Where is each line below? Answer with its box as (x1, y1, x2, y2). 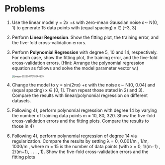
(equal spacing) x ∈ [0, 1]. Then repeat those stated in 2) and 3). (11, 87, 144, 93)
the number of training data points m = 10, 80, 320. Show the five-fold (11, 112, 155, 118)
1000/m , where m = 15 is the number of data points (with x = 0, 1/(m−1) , (11, 143, 161, 149)
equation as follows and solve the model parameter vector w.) (11, 65, 139, 71)
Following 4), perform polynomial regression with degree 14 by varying (11, 107, 157, 113)
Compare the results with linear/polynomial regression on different (11, 92, 148, 98)
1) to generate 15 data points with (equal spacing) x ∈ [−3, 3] (11, 24, 137, 30)
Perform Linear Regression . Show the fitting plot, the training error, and (11, 34, 159, 40)
